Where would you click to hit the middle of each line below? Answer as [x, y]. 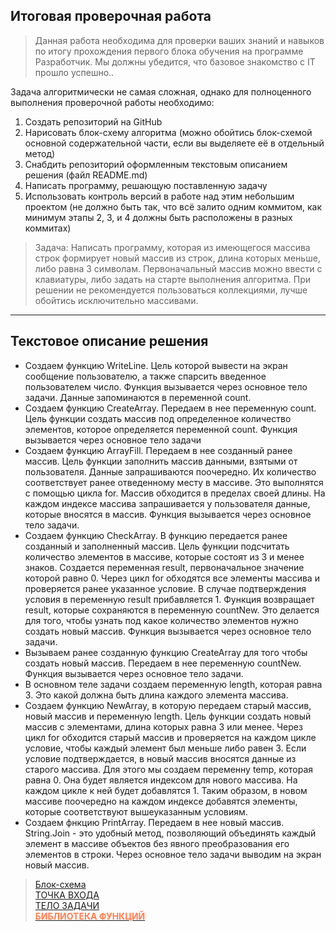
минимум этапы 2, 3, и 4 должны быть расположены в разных [158, 217]
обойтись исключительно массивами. [116, 300]
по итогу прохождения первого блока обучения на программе [169, 51]
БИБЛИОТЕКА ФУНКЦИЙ [90, 916]
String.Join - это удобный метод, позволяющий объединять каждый [170, 833]
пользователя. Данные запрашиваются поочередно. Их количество [170, 471]
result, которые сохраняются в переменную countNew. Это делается [172, 610]
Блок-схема [60, 884]
